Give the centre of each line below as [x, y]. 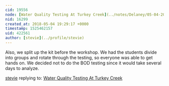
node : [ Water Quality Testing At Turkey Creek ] [56, 15]
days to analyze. [22, 68]
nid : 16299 [17, 19]
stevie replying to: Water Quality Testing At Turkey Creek [64, 78]
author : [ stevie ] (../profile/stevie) [45, 38]
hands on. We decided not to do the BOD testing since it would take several [83, 63]
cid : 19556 [17, 10]
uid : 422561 [18, 33]
